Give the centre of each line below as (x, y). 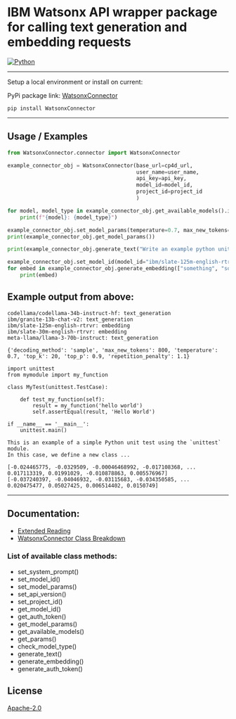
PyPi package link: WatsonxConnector (63, 95)
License (25, 691)
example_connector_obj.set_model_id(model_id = (77, 262)
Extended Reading (44, 530)
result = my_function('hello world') (87, 405)
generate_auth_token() (50, 668)
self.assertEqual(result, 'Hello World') (94, 412)
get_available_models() (51, 631)
